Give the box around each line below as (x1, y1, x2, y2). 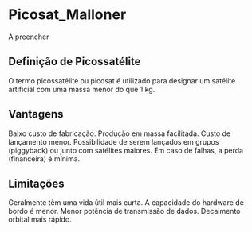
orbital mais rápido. (8, 215, 72, 224)
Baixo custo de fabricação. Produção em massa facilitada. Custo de (8, 129, 231, 138)
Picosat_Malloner (8, 6, 127, 24)
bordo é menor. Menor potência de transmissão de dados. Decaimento (8, 207, 241, 216)
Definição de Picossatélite (8, 55, 141, 68)
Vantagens (8, 107, 64, 121)
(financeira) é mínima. (8, 153, 81, 164)
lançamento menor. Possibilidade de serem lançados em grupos (8, 137, 219, 146)
